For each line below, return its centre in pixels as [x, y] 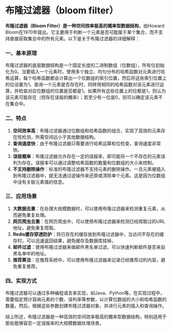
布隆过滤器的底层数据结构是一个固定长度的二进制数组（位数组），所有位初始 [85, 65]
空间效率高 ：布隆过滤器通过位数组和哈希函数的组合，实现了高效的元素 [87, 130]
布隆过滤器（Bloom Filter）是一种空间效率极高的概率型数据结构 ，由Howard [85, 26]
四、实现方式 [21, 281]
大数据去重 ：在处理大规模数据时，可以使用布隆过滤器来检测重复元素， [87, 208]
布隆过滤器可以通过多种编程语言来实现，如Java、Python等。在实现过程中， [85, 293]
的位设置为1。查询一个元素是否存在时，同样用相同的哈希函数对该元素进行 [82, 85]
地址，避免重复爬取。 [35, 228]
